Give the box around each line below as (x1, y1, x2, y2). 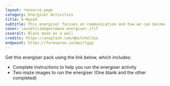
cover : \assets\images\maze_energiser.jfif (5, 26, 99, 31)
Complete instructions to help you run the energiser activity (12, 64, 137, 70)
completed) (12, 74, 37, 81)
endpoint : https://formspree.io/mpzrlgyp (5, 40, 94, 46)
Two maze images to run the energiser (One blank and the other (12, 69, 146, 75)
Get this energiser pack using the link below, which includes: (5, 54, 132, 60)
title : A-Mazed (5, 17, 37, 22)
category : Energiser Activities (5, 12, 73, 17)
